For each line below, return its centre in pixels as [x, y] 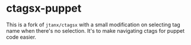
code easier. [21, 37]
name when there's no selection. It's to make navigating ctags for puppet [95, 30]
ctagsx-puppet [44, 8]
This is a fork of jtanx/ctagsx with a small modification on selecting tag [93, 25]
